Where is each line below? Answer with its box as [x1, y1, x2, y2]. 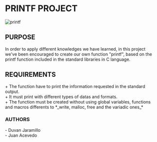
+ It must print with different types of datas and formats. [5, 93, 118, 100]
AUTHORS [5, 116, 30, 123]
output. [5, 89, 19, 94]
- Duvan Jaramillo [5, 127, 41, 133]
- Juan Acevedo [5, 132, 37, 138]
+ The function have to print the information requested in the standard [5, 83, 145, 89]
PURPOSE [5, 33, 35, 41]
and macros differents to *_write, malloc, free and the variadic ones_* [5, 104, 143, 110]
